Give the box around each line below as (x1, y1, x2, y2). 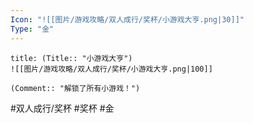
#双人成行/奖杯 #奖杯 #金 (10, 102, 115, 114)
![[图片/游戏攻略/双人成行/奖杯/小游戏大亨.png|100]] (10, 64, 213, 74)
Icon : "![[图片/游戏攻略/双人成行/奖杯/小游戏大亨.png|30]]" (10, 14, 245, 25)
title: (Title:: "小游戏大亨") (10, 53, 133, 63)
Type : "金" (10, 24, 55, 34)
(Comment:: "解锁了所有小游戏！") (10, 83, 141, 93)
